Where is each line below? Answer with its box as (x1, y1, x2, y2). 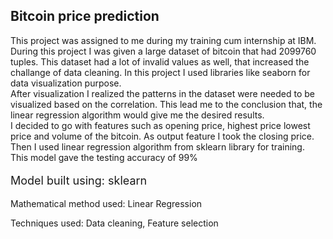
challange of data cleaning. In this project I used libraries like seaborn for (10, 66, 311, 78)
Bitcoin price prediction (10, 8, 160, 25)
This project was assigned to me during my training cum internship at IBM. (10, 34, 317, 46)
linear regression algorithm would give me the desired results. (10, 109, 265, 121)
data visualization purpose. (10, 77, 122, 89)
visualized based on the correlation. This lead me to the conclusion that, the (10, 98, 323, 110)
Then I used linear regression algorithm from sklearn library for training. (10, 140, 305, 153)
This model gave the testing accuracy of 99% (10, 151, 198, 163)
